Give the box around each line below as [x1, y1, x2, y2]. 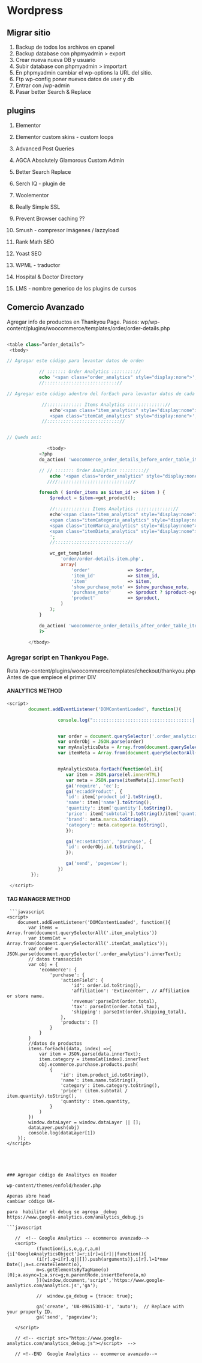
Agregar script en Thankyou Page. [7, 653, 109, 662]
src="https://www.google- [58, 1335, 122, 1341]
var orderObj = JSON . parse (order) [58, 739, 144, 745]
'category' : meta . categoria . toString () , [65, 822, 168, 828]
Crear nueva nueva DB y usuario [15, 57, 96, 63]
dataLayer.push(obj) [28, 1124, 80, 1131]
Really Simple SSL [15, 203, 61, 211]
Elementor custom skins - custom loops [15, 133, 114, 140]
